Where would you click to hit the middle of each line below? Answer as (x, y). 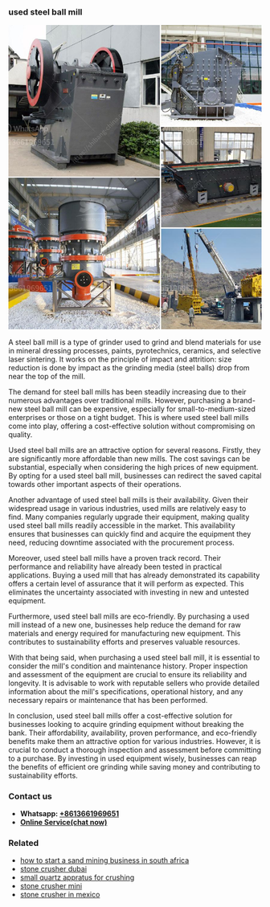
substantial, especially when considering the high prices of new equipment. (133, 467)
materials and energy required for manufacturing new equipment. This (125, 633)
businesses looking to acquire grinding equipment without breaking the (126, 724)
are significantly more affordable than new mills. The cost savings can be (129, 458)
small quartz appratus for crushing (77, 877)
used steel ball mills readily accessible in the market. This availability (122, 525)
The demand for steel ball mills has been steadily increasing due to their (127, 391)
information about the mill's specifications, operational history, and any (126, 691)
